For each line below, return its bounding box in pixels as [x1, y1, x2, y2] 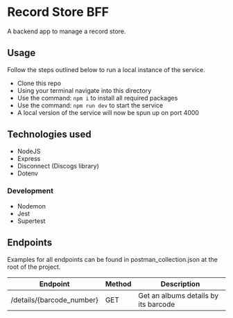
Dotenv [17, 169, 38, 177]
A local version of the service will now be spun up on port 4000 [17, 108, 200, 116]
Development [7, 186, 54, 196]
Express [17, 154, 41, 163]
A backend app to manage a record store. [7, 27, 126, 35]
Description [160, 279, 200, 288]
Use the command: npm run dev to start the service [17, 101, 164, 109]
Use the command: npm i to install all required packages [17, 94, 178, 102]
